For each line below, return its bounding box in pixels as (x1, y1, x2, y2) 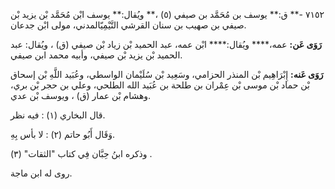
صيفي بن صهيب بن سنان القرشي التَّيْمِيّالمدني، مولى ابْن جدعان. (10, 19, 247, 31)
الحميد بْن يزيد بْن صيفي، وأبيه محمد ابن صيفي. (10, 49, 183, 61)
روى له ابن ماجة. (10, 167, 73, 179)
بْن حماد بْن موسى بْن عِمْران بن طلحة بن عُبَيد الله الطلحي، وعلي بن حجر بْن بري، (10, 79, 310, 91)
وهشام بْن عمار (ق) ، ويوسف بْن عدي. (10, 90, 152, 101)
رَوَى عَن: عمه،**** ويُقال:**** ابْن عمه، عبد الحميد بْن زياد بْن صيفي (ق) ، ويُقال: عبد (10, 39, 322, 50)
